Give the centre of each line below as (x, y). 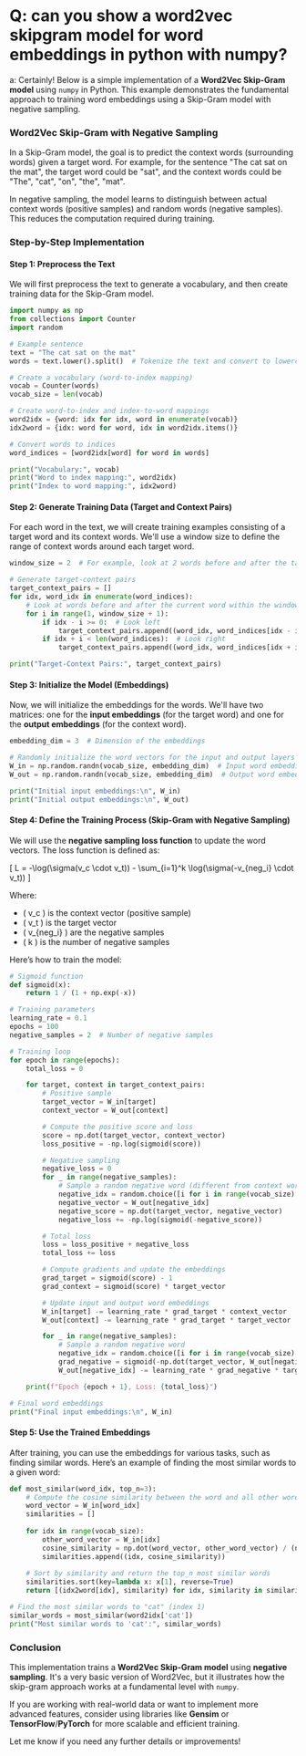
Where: (23, 895)
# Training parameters (52, 1010)
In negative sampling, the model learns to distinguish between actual (138, 199)
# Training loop (40, 1051)
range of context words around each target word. (102, 546)
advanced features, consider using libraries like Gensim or (119, 1714)
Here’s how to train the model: (66, 960)
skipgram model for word (107, 35)
